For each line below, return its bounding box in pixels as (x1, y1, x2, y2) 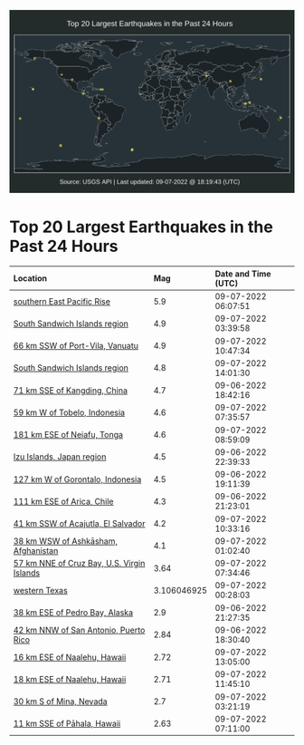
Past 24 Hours (9, 236, 119, 256)
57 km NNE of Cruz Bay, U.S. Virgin (13, 558, 146, 569)
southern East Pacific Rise (13, 295, 111, 306)
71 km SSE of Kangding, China (13, 384, 128, 395)
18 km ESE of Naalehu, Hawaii (13, 673, 127, 684)
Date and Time (214, 268, 271, 279)
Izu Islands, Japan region (13, 451, 107, 462)
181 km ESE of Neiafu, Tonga (13, 430, 124, 440)
